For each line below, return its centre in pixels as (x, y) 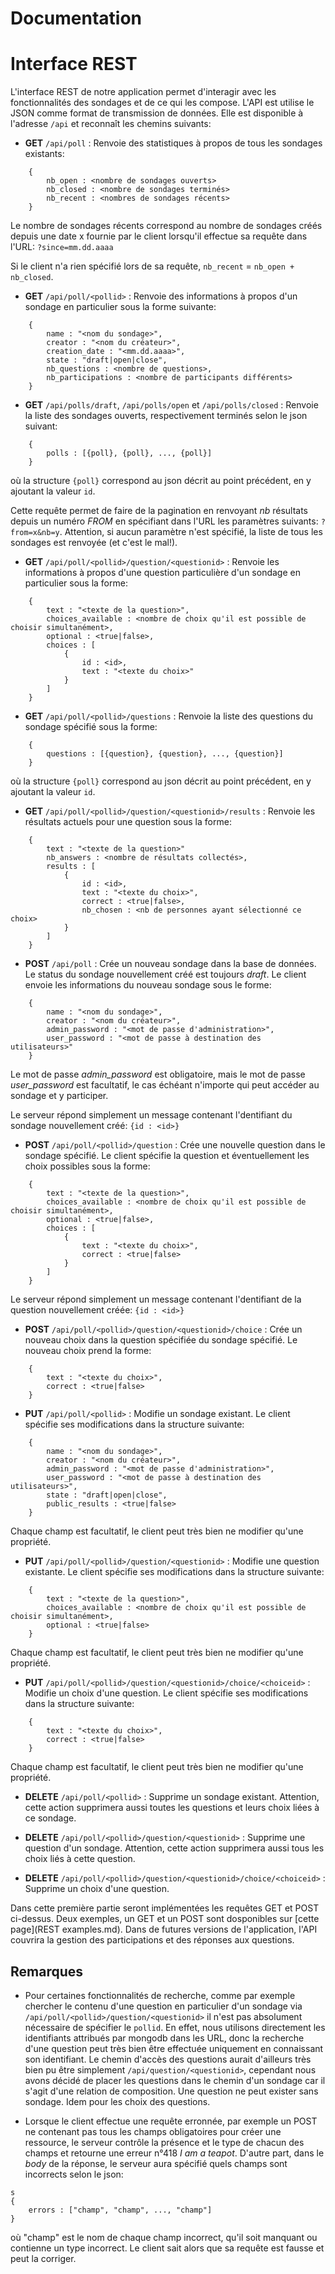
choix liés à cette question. (80, 1859)
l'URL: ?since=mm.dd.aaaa (62, 247)
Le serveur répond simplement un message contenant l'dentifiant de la (156, 1299)
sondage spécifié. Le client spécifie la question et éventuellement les (167, 1156)
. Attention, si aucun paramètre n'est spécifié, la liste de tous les (191, 532)
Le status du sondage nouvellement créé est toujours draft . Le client (165, 974)
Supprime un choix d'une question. (97, 1889)
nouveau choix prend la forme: (88, 1351)
